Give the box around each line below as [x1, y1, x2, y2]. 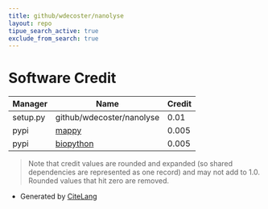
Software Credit [8, 69, 117, 87]
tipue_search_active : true [8, 27, 99, 35]
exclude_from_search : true [8, 34, 99, 43]
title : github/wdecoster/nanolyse [8, 11, 125, 20]
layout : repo [8, 19, 52, 27]
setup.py [12, 112, 46, 123]
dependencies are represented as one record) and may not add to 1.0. [27, 167, 260, 178]
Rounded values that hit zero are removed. [27, 176, 170, 186]
